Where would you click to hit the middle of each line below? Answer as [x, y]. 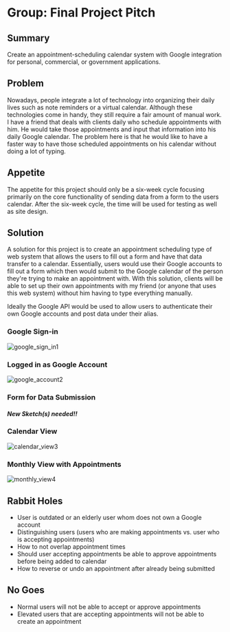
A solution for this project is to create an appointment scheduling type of [110, 250]
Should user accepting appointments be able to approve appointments [117, 554]
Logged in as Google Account [57, 364]
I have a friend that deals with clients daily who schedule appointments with [114, 122]
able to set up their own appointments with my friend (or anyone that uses [112, 286]
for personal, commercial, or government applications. [84, 62]
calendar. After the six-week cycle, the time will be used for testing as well [112, 204]
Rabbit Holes [35, 501]
